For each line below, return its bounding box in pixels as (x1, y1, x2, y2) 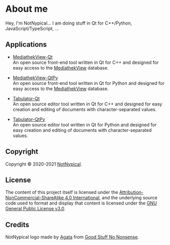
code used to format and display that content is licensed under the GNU (5, 200, 157, 206)
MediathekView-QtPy (12, 75, 58, 81)
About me (5, 3, 48, 15)
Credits (5, 220, 30, 229)
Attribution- (119, 189, 144, 195)
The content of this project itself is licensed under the (5, 189, 119, 195)
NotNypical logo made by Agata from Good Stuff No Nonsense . (5, 234, 139, 240)
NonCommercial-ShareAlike (5, 195, 64, 201)
